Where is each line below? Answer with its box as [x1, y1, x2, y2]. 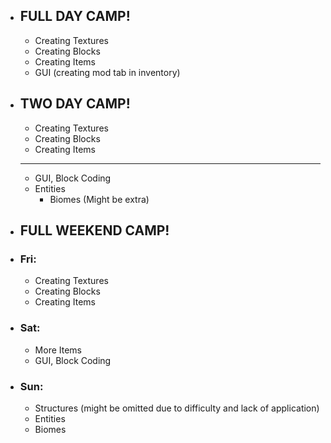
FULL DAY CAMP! [19, 8, 131, 25]
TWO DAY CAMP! [19, 95, 131, 113]
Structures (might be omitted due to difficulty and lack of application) [34, 402, 320, 414]
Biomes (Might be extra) [49, 193, 150, 205]
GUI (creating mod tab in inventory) [34, 66, 181, 78]
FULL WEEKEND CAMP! [19, 222, 170, 239]
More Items [34, 344, 82, 356]
